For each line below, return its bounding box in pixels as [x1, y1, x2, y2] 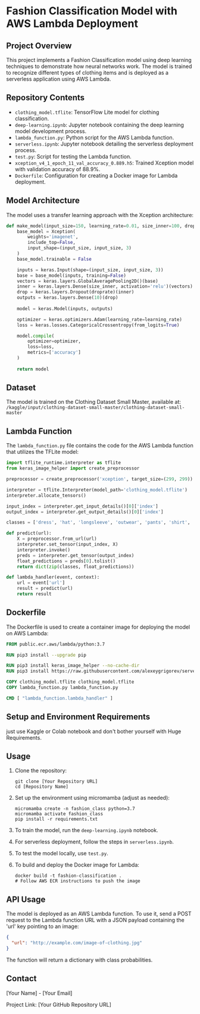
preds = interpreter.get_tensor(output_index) [17, 552, 135, 558]
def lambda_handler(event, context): [6, 574, 100, 580]
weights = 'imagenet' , [27, 234, 79, 240]
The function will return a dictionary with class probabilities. [6, 956, 153, 963]
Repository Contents [6, 92, 85, 103]
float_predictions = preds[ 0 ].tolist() [17, 558, 116, 564]
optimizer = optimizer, [27, 338, 82, 344]
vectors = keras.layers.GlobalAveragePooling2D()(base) [17, 278, 159, 284]
